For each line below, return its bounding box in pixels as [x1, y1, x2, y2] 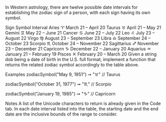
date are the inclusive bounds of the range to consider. [5, 111, 118, 117]
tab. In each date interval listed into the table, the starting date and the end [5, 106, 159, 111]
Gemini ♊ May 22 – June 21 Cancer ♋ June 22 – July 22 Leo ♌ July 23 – [5, 30, 155, 35]
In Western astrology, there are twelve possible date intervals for [5, 4, 138, 10]
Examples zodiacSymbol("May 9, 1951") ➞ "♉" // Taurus [5, 71, 121, 77]
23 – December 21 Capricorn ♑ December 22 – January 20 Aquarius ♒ [5, 46, 151, 51]
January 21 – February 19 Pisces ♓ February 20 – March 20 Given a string [5, 51, 157, 57]
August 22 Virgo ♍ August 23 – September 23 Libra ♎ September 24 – [5, 35, 151, 41]
